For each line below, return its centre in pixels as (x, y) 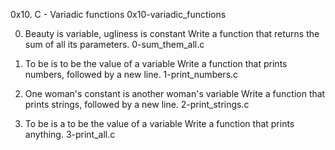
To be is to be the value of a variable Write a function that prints (156, 63)
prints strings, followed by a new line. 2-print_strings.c (137, 104)
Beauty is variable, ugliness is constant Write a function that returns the (172, 33)
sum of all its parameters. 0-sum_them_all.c (114, 44)
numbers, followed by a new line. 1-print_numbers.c (131, 74)
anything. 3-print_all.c (70, 134)
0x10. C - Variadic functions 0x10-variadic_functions (118, 14)
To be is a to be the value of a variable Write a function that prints (159, 123)
